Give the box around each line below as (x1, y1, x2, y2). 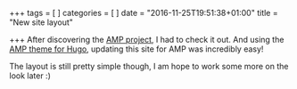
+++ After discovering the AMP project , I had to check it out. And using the (9, 35, 285, 44)
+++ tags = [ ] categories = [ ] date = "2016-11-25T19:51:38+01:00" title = (9, 8, 278, 18)
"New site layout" (9, 17, 74, 28)
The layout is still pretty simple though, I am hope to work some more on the (9, 61, 289, 71)
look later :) (9, 70, 52, 81)
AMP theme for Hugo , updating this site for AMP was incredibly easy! (9, 44, 264, 54)
